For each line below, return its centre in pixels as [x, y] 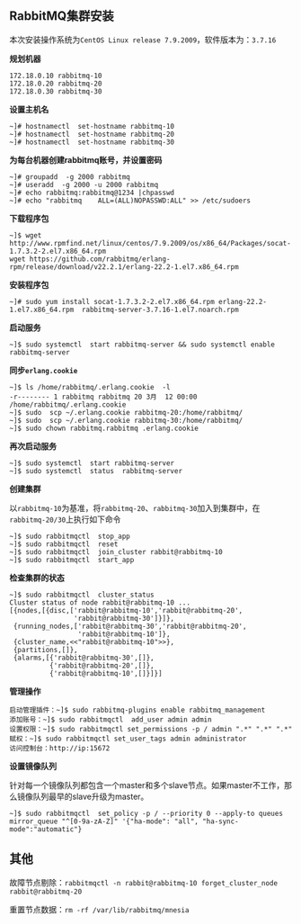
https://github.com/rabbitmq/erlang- [100, 259]
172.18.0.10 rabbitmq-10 [56, 76]
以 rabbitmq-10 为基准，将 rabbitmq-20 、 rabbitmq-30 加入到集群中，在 [135, 507]
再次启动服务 [33, 446]
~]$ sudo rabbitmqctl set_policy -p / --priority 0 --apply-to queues [146, 813]
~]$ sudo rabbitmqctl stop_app [70, 536]
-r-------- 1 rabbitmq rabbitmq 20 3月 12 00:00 [103, 397]
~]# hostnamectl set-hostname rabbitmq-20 [92, 134]
